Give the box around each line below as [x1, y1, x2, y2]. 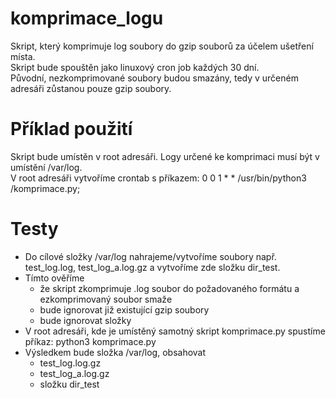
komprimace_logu [10, 7, 164, 30]
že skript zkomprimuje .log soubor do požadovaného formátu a [39, 282, 300, 294]
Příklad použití [10, 118, 133, 141]
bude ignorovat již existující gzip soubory [39, 303, 210, 316]
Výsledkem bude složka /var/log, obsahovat [24, 346, 207, 358]
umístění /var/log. [10, 161, 83, 173]
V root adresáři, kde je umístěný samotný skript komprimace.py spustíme [24, 325, 326, 337]
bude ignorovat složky [39, 314, 132, 326]
